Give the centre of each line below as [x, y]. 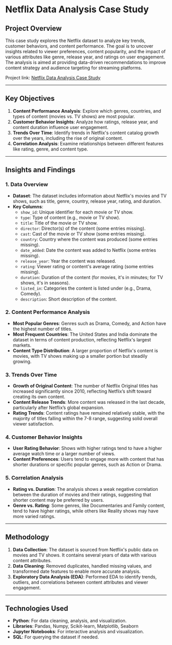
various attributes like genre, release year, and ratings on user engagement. [85, 57]
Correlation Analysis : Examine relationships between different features [88, 143]
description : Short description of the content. [69, 299]
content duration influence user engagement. [60, 127]
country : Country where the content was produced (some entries [89, 239]
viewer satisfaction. [33, 424]
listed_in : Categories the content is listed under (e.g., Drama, [86, 288]
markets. [22, 345]
